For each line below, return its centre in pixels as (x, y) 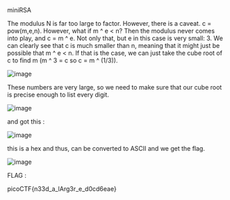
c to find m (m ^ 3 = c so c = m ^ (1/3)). (63, 60)
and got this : (26, 122)
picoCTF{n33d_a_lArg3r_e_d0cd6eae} (62, 189)
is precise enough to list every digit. (58, 94)
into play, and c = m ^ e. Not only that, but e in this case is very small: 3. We (115, 38)
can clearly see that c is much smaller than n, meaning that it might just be (114, 45)
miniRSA (19, 10)
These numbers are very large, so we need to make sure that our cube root (115, 87)
